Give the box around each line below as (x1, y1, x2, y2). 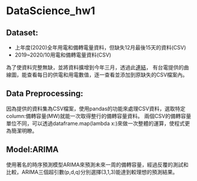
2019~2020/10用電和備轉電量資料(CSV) (14, 51, 111, 58)
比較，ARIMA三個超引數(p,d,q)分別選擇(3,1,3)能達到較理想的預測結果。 (6, 168, 179, 175)
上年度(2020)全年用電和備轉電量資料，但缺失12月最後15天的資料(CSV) (14, 44, 186, 51)
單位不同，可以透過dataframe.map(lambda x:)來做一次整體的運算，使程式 (6, 120, 185, 127)
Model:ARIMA (6, 144, 59, 154)
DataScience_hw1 (6, 4, 96, 18)
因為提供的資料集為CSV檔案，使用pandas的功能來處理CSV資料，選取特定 (6, 105, 186, 112)
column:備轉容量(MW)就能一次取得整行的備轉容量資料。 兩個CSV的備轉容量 (6, 112, 192, 119)
